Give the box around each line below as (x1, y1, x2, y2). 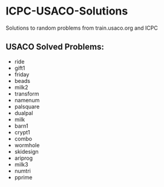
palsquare (14, 103, 40, 110)
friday (14, 71, 30, 78)
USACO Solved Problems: (5, 42, 104, 52)
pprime (14, 174, 33, 181)
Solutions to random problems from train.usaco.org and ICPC (5, 24, 159, 31)
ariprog (14, 154, 33, 162)
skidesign (14, 148, 39, 155)
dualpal (14, 109, 33, 116)
